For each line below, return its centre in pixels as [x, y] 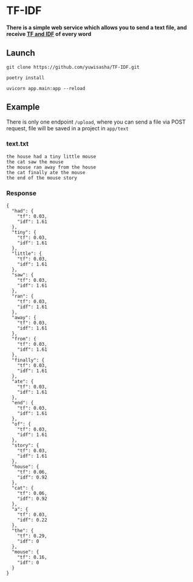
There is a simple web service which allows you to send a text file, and [96, 27]
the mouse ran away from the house [51, 167]
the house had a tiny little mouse [51, 156]
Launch [21, 53]
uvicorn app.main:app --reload [46, 88]
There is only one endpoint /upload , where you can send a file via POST [96, 122]
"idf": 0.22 [32, 520]
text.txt [18, 144]
